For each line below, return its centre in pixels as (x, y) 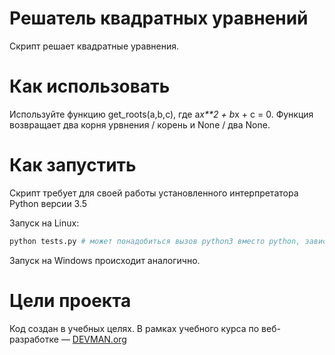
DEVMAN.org (99, 339)
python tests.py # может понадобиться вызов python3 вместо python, (155, 241)
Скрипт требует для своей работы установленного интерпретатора (154, 193)
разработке (34, 339)
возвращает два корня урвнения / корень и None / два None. (140, 124)
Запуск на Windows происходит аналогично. (105, 260)
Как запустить (73, 165)
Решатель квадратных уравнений (159, 18)
